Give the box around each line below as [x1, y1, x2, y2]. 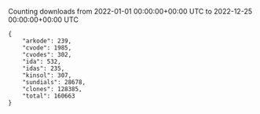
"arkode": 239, [22, 37, 72, 45]
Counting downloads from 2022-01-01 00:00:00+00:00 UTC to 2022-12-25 [8, 7, 253, 16]
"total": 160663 [22, 92, 76, 100]
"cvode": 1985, [22, 44, 72, 52]
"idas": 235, [22, 64, 65, 72]
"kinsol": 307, [22, 72, 72, 79]
